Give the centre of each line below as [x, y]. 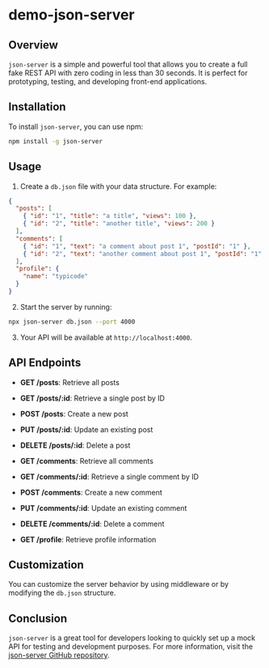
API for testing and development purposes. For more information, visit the [130, 647]
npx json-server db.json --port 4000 [72, 322]
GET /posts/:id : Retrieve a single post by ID [92, 398]
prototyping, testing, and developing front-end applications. [108, 81]
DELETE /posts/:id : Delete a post [75, 445]
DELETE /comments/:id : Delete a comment [92, 524]
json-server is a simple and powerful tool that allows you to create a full [128, 64]
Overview [34, 45]
